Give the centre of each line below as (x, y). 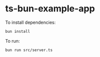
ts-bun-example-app (50, 9)
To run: (13, 41)
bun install (18, 31)
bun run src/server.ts (29, 50)
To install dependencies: (31, 22)
